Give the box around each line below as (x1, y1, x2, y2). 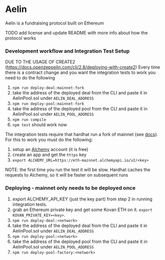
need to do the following (5, 75, 55, 81)
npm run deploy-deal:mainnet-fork (12, 85, 84, 90)
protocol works (5, 35, 36, 41)
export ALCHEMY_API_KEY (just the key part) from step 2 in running (12, 196, 153, 202)
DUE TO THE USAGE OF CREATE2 (5, 59, 76, 65)
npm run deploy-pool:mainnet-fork (12, 101, 84, 106)
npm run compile (12, 117, 46, 122)
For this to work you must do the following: (5, 136, 93, 143)
